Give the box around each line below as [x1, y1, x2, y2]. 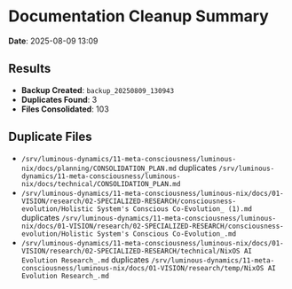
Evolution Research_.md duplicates [20, 254, 150, 265]
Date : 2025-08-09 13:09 [8, 35, 99, 46]
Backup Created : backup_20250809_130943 [20, 84, 175, 95]
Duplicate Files [8, 129, 92, 144]
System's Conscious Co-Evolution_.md [96, 229, 237, 238]
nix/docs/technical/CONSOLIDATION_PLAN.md [20, 179, 181, 188]
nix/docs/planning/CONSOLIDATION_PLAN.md [20, 164, 177, 173]
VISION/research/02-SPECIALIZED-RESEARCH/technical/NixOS [20, 246, 241, 255]
